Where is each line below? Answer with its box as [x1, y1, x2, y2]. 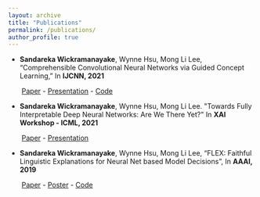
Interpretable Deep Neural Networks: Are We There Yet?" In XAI [19, 110, 226, 120]
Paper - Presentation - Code [21, 87, 114, 96]
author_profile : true [8, 33, 79, 41]
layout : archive [8, 11, 61, 20]
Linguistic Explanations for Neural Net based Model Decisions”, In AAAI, [19, 157, 253, 167]
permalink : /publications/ [8, 26, 96, 34]
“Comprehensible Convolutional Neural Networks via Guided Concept [19, 63, 245, 73]
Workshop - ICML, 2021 [19, 118, 99, 127]
